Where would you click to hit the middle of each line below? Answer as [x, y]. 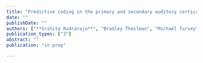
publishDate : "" [27, 23]
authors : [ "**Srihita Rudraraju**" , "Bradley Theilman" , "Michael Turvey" [102, 28]
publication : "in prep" [36, 46]
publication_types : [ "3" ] [39, 34]
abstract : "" [23, 40]
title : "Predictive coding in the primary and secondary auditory [92, 12]
